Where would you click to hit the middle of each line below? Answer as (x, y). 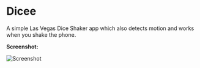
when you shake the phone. (41, 34)
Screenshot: (22, 47)
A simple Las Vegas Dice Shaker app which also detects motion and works (100, 28)
